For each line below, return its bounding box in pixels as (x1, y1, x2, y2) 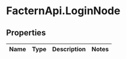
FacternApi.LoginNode (6, 4, 121, 18)
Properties (6, 28, 46, 38)
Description (52, 45, 86, 53)
